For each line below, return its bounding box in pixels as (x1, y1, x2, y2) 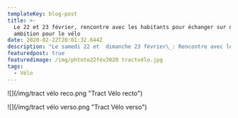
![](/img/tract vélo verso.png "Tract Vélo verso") (7, 102, 147, 111)
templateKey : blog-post (7, 10, 78, 18)
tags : (7, 63, 23, 70)
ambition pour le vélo (13, 30, 81, 37)
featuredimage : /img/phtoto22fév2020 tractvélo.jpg (7, 57, 163, 64)
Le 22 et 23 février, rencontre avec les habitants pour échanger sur (13, 23, 227, 30)
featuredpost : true (7, 50, 65, 57)
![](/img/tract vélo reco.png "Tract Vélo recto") (7, 89, 143, 98)
